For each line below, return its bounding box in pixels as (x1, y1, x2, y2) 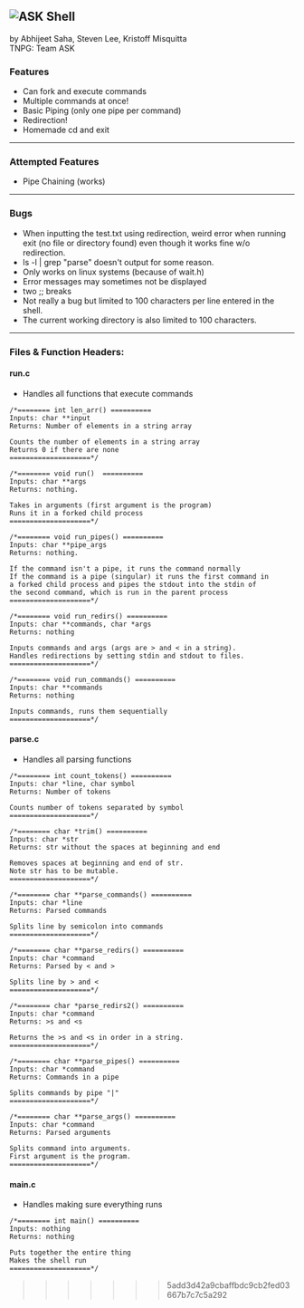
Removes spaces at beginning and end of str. (9, 859, 184, 868)
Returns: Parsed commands (9, 907, 107, 916)
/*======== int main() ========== (9, 1217, 140, 1226)
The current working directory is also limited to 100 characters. (22, 314, 258, 325)
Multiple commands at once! (22, 96, 129, 107)
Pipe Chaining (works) (22, 176, 106, 187)
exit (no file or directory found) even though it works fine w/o (22, 237, 251, 248)
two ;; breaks (22, 285, 72, 296)
